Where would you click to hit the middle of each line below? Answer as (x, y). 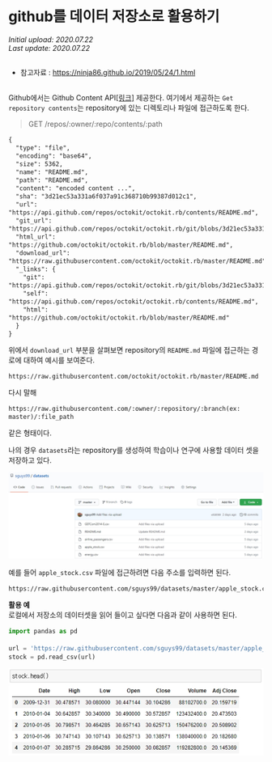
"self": (36, 293)
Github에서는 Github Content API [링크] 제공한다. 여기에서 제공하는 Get (121, 97)
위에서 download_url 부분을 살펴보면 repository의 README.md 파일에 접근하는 (129, 349)
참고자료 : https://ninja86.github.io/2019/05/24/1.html (108, 73)
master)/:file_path (41, 417)
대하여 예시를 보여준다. (59, 360)
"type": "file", (43, 148)
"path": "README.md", (52, 180)
